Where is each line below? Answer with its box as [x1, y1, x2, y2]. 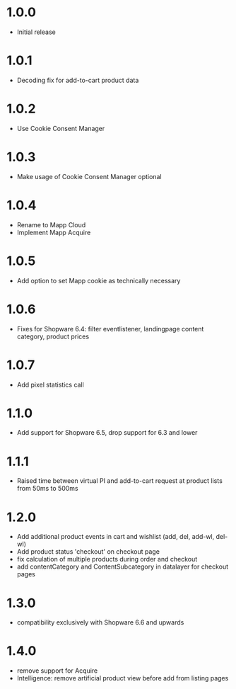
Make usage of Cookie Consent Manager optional [16, 172, 162, 181]
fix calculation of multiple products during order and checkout [16, 555, 198, 564]
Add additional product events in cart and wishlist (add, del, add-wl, [16, 533, 215, 541]
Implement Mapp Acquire [16, 228, 91, 237]
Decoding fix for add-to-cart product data [16, 76, 139, 84]
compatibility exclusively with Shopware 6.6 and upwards [16, 618, 184, 627]
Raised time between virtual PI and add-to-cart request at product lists [16, 477, 223, 485]
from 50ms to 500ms [16, 484, 78, 493]
